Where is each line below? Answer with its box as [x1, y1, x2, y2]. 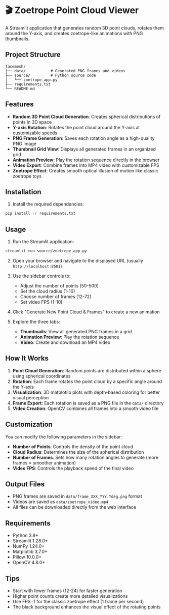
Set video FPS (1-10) [20, 299, 63, 305]
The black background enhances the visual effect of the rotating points [12, 604, 161, 610]
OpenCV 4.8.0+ [12, 560, 46, 566]
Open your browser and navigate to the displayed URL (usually [12, 257, 143, 263]
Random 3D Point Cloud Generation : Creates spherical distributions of [12, 113, 161, 120]
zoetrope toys [12, 173, 42, 179]
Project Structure [5, 50, 61, 59]
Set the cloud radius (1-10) [20, 288, 75, 294]
